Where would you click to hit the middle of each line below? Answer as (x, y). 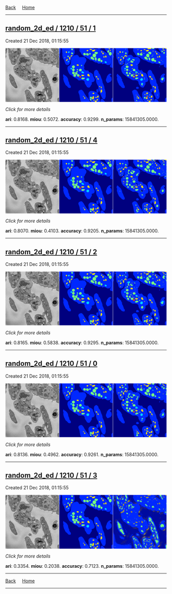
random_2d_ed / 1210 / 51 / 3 (51, 475)
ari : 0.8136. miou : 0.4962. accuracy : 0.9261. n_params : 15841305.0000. (82, 454)
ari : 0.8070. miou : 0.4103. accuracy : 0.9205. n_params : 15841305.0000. (82, 231)
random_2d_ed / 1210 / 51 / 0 (51, 364)
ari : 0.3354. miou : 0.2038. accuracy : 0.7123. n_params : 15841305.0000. (82, 566)
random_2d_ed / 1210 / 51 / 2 (51, 252)
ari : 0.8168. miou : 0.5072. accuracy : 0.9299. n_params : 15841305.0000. (82, 119)
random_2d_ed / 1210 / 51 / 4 (51, 140)
